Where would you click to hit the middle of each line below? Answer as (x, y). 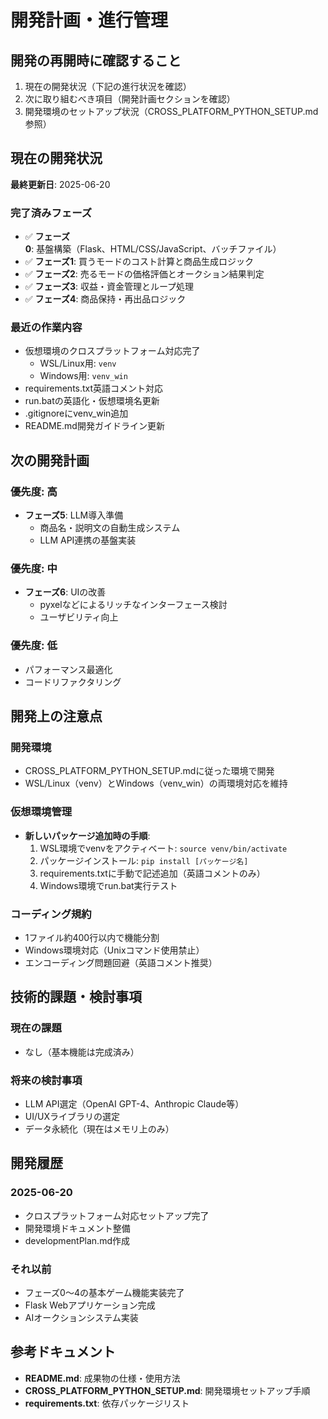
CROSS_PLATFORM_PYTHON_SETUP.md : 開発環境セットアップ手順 (167, 1390)
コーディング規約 (51, 914)
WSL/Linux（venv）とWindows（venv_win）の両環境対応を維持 (156, 783)
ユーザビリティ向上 (79, 617)
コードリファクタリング (73, 682)
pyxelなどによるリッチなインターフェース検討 (133, 605)
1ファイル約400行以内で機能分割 (92, 937)
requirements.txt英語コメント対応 (94, 388)
